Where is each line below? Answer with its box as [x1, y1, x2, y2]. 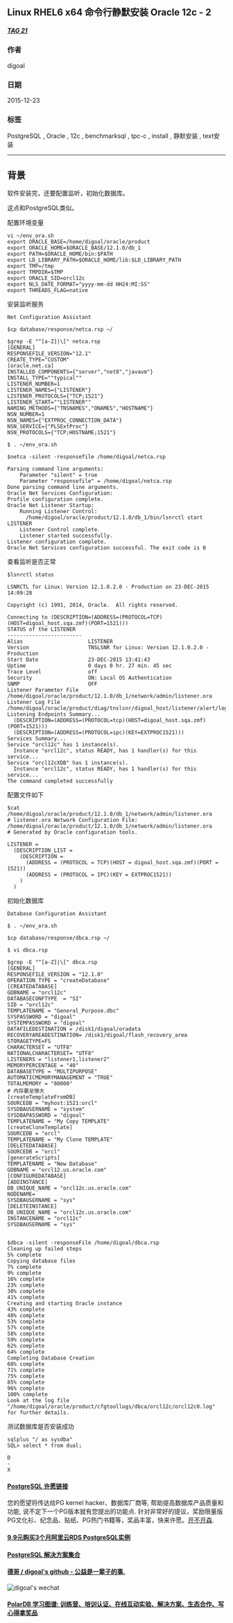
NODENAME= [7, 1191, 36, 1198]
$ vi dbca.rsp [7, 947, 49, 954]
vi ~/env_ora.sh [7, 232, 54, 239]
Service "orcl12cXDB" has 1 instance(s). [7, 759, 129, 766]
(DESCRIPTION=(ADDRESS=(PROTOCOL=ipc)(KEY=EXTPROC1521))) [13, 729, 185, 737]
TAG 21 [7, 26, 28, 35]
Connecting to [7, 614, 49, 621]
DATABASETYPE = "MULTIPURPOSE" [7, 1068, 98, 1075]
